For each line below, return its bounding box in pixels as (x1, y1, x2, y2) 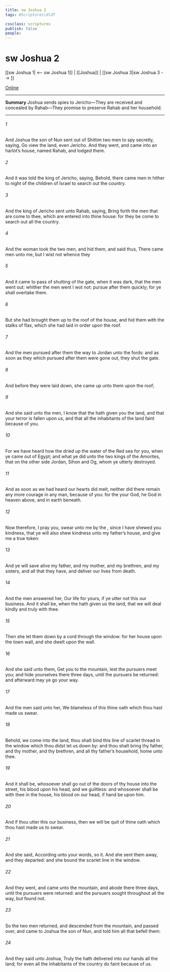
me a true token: (5, 535, 39, 541)
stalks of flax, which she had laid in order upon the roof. (5, 322, 121, 328)
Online (5, 85, 19, 91)
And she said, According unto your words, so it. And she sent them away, (5, 852, 158, 858)
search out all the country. (5, 218, 60, 225)
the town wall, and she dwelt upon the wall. (5, 639, 96, 645)
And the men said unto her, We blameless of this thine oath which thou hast (5, 704, 163, 710)
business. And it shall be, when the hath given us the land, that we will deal (5, 601, 161, 607)
